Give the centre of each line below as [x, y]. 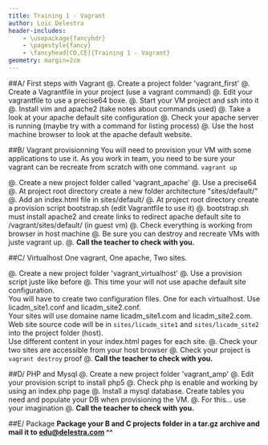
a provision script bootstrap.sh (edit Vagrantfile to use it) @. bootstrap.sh [128, 208]
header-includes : [37, 30]
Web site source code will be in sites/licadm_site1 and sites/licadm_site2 [134, 324]
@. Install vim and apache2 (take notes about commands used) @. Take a [130, 108]
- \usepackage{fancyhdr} [64, 38]
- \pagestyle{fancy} [57, 46]
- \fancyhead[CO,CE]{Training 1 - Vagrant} [97, 53]
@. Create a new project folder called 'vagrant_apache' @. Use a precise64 [132, 182]
